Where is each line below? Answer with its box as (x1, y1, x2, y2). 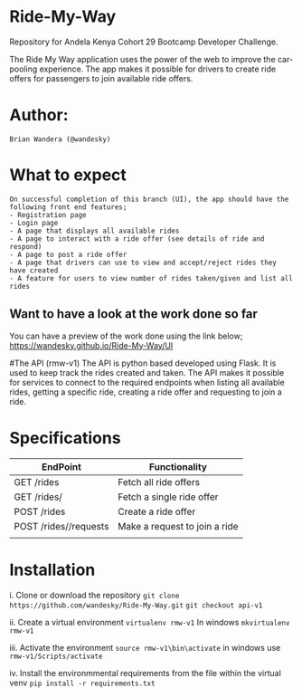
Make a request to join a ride (117, 520, 239, 532)
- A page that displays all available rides (9, 226, 180, 235)
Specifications (9, 427, 121, 448)
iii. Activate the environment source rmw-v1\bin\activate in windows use (9, 642, 281, 653)
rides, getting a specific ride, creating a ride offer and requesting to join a (9, 387, 282, 397)
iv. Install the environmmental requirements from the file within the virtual (9, 667, 282, 678)
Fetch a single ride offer (117, 491, 219, 503)
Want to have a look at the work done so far (9, 306, 258, 322)
